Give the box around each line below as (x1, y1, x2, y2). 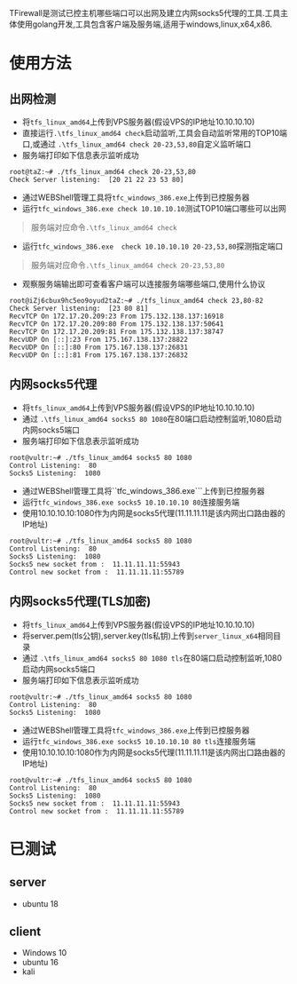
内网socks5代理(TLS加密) (9, 594, 152, 609)
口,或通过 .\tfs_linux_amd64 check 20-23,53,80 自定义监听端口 (21, 139, 252, 149)
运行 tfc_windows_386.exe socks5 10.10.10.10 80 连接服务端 (21, 496, 240, 507)
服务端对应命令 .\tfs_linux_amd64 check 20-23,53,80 (30, 260, 225, 270)
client (9, 924, 42, 940)
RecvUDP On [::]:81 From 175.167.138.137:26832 (9, 351, 189, 360)
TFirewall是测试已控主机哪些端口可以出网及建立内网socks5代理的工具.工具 (9, 8, 281, 18)
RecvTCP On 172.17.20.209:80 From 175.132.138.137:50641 (9, 320, 224, 329)
